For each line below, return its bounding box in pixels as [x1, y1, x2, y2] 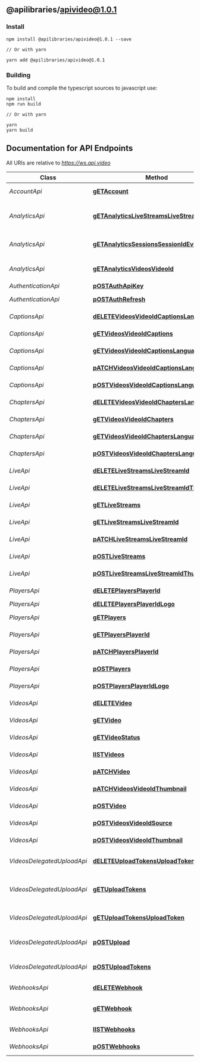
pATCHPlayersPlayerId [93, 647, 159, 656]
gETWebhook [93, 1004, 132, 1013]
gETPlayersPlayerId [93, 630, 150, 638]
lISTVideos [93, 750, 125, 759]
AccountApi [9, 187, 42, 195]
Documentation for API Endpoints [6, 143, 133, 154]
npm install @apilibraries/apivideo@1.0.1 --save [6, 36, 132, 42]
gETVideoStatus [93, 733, 140, 741]
